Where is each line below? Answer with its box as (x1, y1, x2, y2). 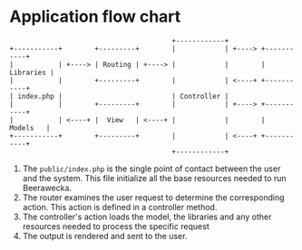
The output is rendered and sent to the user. (22, 230, 188, 241)
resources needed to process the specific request (22, 220, 210, 232)
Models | (9, 123, 51, 132)
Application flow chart (9, 6, 181, 27)
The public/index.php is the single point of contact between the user (22, 163, 281, 174)
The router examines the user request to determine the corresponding (22, 192, 285, 203)
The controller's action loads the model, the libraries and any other (22, 211, 272, 222)
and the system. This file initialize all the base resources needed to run (22, 172, 287, 183)
